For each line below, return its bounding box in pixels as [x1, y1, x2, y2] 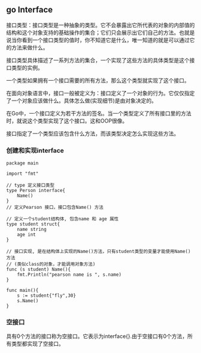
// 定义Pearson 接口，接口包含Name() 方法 [6, 205, 103, 211]
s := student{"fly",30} [17, 293, 77, 299]
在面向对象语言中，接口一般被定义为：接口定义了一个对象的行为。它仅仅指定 [6, 89, 195, 96]
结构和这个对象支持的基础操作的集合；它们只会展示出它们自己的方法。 [6, 29, 179, 36]
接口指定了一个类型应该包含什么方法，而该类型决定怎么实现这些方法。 [6, 130, 179, 137]
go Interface [6, 5, 53, 15]
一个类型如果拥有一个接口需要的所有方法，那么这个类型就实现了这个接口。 [6, 77, 190, 84]
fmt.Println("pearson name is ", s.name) [17, 272, 121, 278]
